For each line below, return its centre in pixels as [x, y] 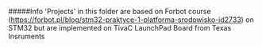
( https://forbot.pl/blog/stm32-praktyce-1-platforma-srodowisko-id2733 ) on [131, 20]
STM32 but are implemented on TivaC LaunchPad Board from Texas [120, 28]
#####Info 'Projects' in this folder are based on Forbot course [110, 11]
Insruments [27, 36]
